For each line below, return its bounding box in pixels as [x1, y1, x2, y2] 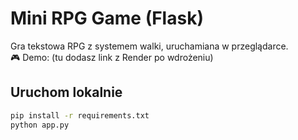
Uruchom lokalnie [10, 84, 123, 101]
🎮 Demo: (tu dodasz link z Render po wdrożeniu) [10, 51, 214, 63]
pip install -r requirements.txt [10, 110, 150, 121]
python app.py [10, 120, 70, 130]
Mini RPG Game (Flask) [10, 7, 204, 30]
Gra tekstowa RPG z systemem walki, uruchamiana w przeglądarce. [10, 40, 289, 52]
